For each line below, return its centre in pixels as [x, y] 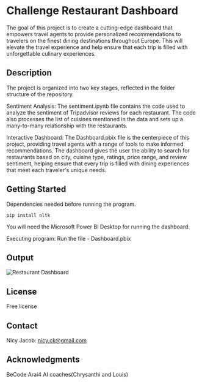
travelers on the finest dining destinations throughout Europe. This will [95, 40]
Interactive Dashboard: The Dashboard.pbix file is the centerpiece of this [98, 137]
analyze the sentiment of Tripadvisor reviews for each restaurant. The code [101, 112]
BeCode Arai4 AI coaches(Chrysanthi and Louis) [67, 374]
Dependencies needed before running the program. [71, 204]
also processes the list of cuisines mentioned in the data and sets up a [95, 119]
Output [20, 258]
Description [29, 73]
